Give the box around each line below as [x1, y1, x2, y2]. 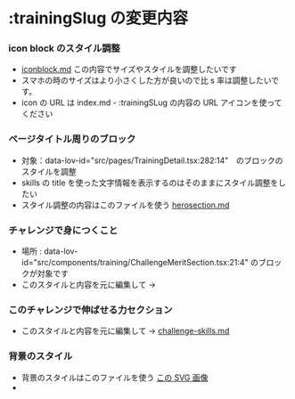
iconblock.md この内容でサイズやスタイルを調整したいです [20, 64, 237, 75]
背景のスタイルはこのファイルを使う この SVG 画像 [20, 371, 209, 383]
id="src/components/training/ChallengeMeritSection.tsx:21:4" [20, 257, 249, 268]
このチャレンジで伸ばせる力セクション [8, 304, 173, 316]
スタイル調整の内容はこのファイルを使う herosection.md [20, 199, 230, 210]
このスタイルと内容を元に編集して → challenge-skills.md [20, 326, 230, 337]
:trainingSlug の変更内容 [8, 8, 189, 28]
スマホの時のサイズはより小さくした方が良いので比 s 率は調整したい [20, 75, 272, 85]
